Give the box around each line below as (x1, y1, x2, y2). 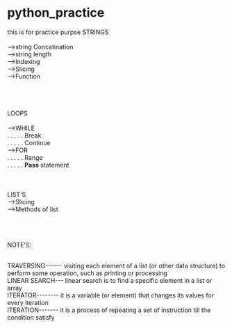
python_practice (7, 5, 105, 21)
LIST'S (7, 190, 26, 199)
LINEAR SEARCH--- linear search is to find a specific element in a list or (7, 276, 213, 284)
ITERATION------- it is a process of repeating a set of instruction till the (7, 306, 211, 314)
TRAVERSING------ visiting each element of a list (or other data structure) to (7, 261, 226, 270)
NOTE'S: (7, 240, 32, 249)
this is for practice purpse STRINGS (7, 28, 109, 36)
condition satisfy (7, 313, 55, 321)
